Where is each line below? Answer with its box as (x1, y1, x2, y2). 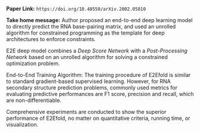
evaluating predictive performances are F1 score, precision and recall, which (6, 91, 194, 97)
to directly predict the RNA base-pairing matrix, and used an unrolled (6, 23, 176, 30)
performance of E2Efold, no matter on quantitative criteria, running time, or (6, 115, 190, 122)
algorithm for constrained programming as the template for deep (6, 29, 165, 36)
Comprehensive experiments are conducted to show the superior (6, 109, 167, 115)
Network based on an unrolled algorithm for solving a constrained (6, 54, 168, 60)
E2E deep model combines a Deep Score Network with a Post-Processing (6, 47, 188, 54)
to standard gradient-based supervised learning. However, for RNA (6, 78, 171, 85)
